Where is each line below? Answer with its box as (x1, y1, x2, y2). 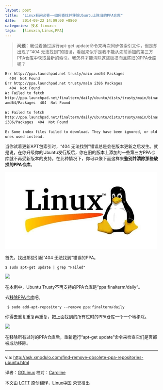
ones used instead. (5, 134, 45, 139)
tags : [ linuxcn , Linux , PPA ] (5, 28, 64, 33)
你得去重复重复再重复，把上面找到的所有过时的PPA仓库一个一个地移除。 (5, 314, 149, 320)
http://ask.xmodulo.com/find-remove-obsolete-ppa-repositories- (13, 355, 144, 360)
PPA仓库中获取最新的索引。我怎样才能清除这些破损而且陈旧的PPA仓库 (16, 55, 157, 61)
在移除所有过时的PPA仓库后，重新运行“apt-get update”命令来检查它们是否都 (5, 334, 157, 340)
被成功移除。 (5, 340, 31, 346)
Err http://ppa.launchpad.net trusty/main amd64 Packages (5, 71, 125, 76)
